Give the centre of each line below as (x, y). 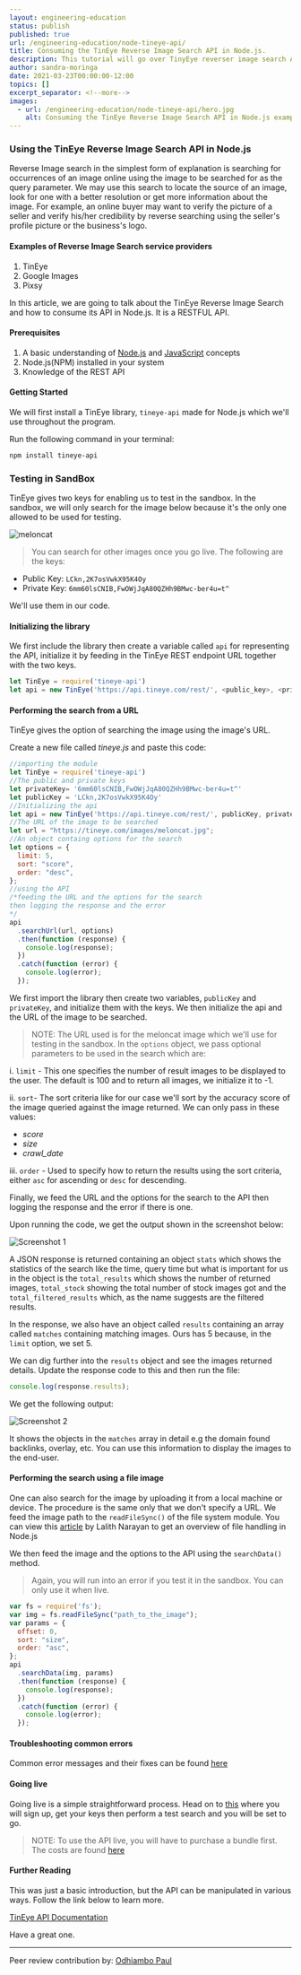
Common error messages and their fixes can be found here (119, 1763)
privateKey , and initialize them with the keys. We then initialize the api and (146, 1007)
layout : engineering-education (68, 17)
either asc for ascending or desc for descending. (98, 1179)
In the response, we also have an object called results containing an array (147, 1324)
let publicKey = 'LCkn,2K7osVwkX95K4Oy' (86, 797)
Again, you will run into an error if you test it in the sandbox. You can (157, 1580)
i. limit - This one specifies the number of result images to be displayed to (148, 1070)
